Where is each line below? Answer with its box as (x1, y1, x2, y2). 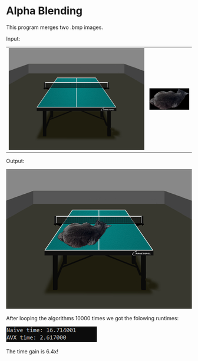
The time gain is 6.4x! (6, 348, 59, 355)
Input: (6, 35, 21, 42)
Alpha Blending (6, 4, 83, 18)
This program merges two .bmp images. (6, 24, 103, 31)
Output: (6, 158, 25, 165)
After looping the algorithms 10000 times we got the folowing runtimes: (6, 315, 179, 322)
